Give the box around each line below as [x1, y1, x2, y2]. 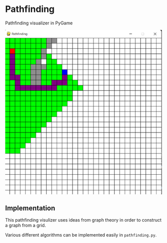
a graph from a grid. [5, 223, 46, 229]
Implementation [5, 204, 56, 212]
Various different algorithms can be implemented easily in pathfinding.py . [5, 232, 157, 238]
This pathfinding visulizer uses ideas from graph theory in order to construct [5, 217, 162, 223]
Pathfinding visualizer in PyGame [5, 20, 73, 26]
